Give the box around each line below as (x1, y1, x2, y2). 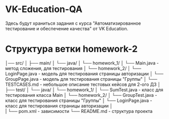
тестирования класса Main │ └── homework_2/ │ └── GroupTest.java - (5, 92, 157, 98)
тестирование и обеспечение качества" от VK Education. (5, 25, 129, 31)
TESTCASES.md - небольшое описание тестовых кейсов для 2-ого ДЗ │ (5, 81, 161, 87)
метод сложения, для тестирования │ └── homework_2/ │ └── (5, 65, 141, 71)
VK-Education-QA (5, 4, 83, 15)
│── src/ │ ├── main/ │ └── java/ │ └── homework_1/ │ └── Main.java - (5, 59, 159, 66)
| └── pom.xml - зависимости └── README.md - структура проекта (5, 108, 153, 114)
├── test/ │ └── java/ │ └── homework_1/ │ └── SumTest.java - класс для (5, 87, 163, 93)
